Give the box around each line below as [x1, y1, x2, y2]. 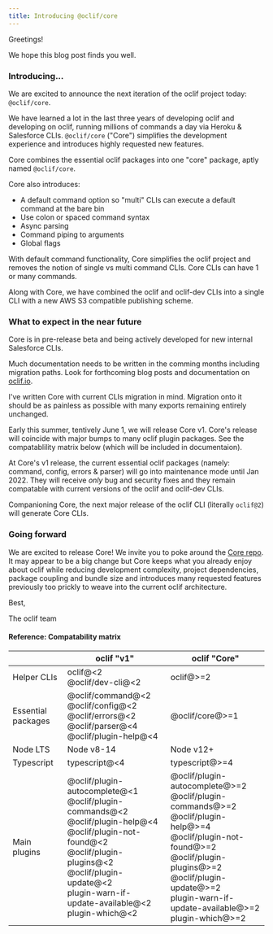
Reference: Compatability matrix [8, 632, 122, 642]
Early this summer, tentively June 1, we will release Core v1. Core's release [8, 425, 258, 435]
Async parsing [19, 220, 69, 230]
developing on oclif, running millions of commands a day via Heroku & [8, 121, 242, 131]
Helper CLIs [12, 671, 58, 683]
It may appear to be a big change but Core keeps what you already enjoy [8, 556, 253, 565]
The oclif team [8, 613, 57, 623]
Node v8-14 [67, 744, 116, 755]
